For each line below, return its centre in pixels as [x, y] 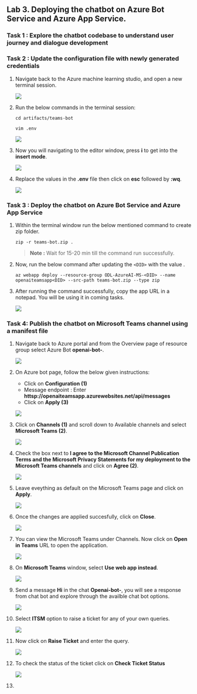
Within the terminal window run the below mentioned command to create [103, 225]
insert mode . [31, 156]
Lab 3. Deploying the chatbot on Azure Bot [86, 10]
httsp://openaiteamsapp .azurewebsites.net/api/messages [97, 396]
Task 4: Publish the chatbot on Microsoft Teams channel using [97, 323]
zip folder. [27, 231]
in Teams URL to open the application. [61, 546]
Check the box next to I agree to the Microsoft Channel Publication [97, 453]
